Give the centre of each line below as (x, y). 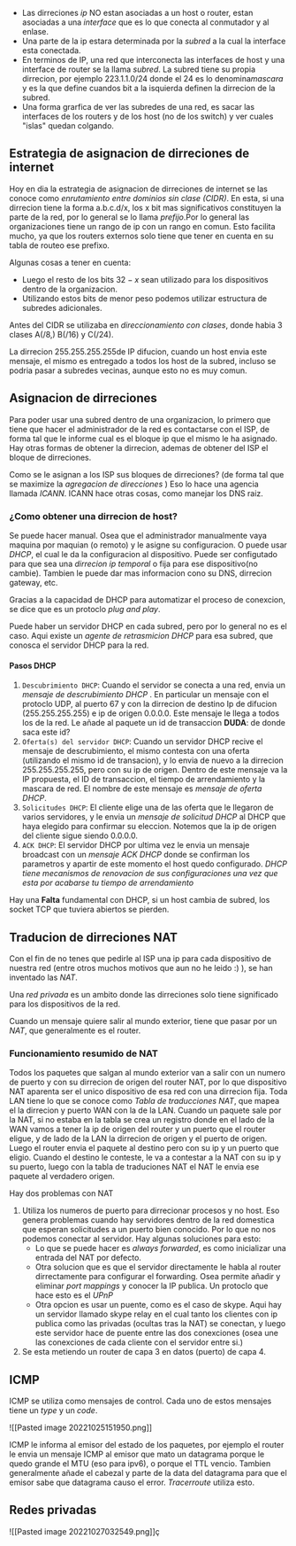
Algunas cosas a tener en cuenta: (70, 262)
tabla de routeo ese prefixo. (60, 245)
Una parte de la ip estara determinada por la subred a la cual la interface (154, 41)
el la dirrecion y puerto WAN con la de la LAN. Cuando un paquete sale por (145, 1110)
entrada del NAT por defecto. (88, 1258)
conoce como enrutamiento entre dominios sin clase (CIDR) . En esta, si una (147, 198)
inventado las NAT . (43, 977)
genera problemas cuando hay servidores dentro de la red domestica (148, 1220)
